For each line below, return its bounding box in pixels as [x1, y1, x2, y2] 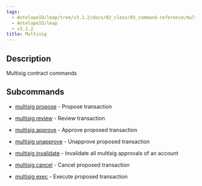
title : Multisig [6, 31, 47, 37]
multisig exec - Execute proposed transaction [14, 173, 128, 180]
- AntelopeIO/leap [11, 20, 58, 26]
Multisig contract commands [6, 69, 77, 76]
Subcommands [6, 87, 64, 97]
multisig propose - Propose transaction [14, 103, 112, 110]
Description [6, 54, 51, 64]
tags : [6, 8, 20, 15]
